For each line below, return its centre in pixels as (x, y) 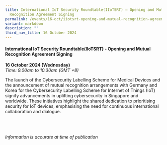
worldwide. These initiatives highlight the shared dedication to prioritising (80, 101)
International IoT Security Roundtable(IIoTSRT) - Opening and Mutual (78, 49)
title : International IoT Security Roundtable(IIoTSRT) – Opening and (80, 10)
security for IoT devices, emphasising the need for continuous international (82, 106)
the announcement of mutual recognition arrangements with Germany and (81, 85)
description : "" (22, 28)
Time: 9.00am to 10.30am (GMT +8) (42, 71)
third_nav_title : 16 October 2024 (41, 33)
